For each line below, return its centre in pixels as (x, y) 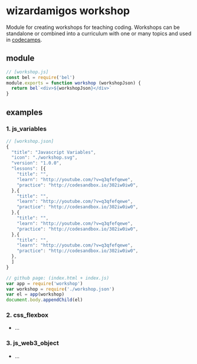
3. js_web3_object (32, 343)
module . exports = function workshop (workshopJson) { (74, 83)
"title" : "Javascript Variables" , (54, 152)
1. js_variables (27, 129)
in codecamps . (24, 40)
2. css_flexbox (27, 315)
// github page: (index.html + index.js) (58, 278)
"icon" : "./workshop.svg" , (45, 158)
